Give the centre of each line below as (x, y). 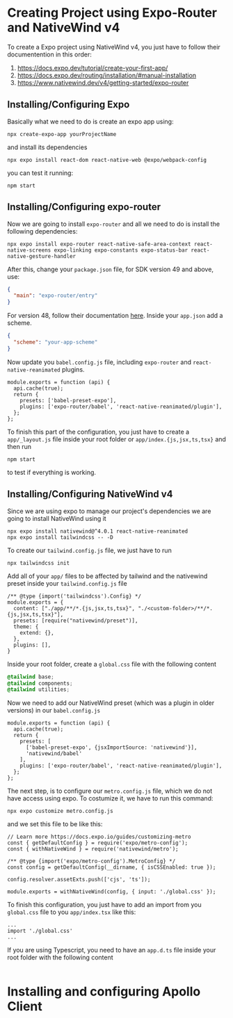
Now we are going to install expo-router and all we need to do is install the (114, 224)
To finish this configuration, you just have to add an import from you (104, 905)
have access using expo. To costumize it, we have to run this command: (110, 798)
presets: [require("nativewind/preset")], (76, 621)
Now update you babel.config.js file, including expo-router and (99, 362)
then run (19, 446)
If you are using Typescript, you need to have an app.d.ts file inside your (112, 950)
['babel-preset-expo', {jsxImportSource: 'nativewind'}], (111, 747)
